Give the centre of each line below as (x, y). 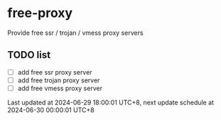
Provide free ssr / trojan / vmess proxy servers (75, 33)
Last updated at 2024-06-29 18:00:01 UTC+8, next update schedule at (111, 102)
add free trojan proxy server (59, 80)
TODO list (29, 55)
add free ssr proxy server (55, 72)
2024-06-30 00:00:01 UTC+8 (51, 110)
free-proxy (40, 13)
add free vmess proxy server (60, 88)
